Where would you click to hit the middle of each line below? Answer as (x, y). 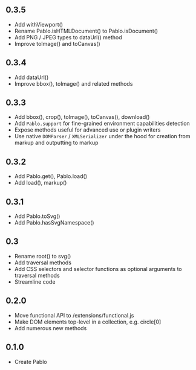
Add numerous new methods (51, 328)
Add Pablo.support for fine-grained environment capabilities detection (102, 124)
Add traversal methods (43, 263)
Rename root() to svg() (43, 256)
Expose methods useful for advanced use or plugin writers (87, 130)
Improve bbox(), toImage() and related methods (73, 83)
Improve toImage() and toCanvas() (57, 43)
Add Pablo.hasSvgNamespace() (54, 223)
